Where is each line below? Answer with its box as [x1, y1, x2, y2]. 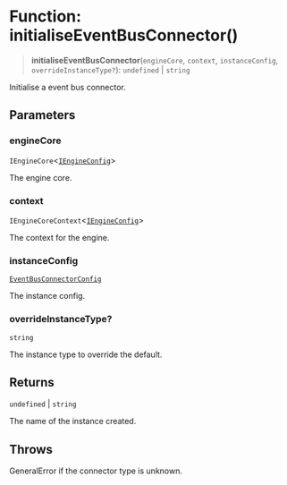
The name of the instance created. [9, 416, 137, 427]
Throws [9, 441, 54, 457]
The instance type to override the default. [9, 349, 163, 360]
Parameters [9, 107, 76, 123]
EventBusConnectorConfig [9, 275, 102, 284]
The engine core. [9, 172, 72, 183]
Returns [9, 374, 55, 390]
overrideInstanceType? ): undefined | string [30, 64, 190, 75]
